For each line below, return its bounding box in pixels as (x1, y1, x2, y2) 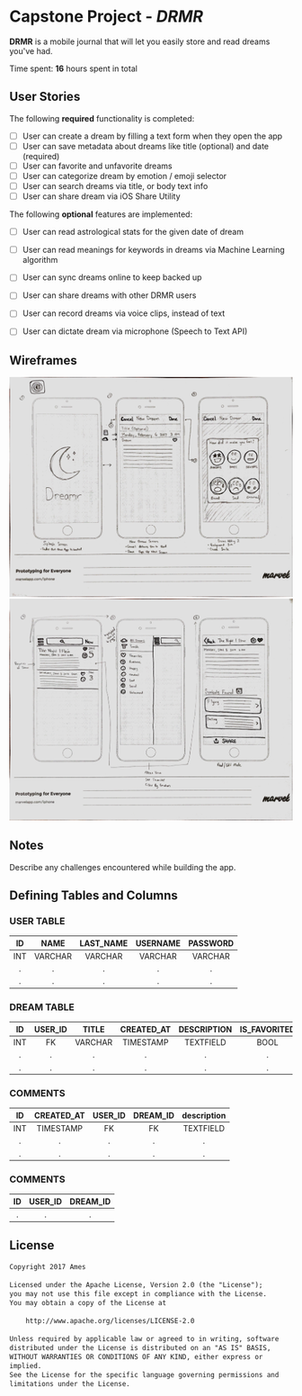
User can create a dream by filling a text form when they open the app (22, 131, 283, 141)
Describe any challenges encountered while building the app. (9, 861, 236, 872)
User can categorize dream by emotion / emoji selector (22, 170, 227, 181)
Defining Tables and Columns (9, 887, 178, 903)
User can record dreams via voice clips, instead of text (22, 308, 226, 319)
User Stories (9, 89, 81, 104)
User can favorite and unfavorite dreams (22, 160, 173, 171)
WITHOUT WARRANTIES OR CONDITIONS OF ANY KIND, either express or (9, 1353, 263, 1362)
